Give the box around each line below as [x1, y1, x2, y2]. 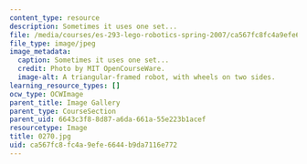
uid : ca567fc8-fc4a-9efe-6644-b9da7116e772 [9, 140, 178, 149]
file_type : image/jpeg [9, 38, 96, 48]
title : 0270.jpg [9, 132, 71, 141]
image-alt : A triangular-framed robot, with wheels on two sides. [17, 73, 276, 82]
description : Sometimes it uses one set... [9, 22, 178, 31]
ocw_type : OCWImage [9, 89, 84, 98]
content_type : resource [9, 13, 101, 23]
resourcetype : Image [9, 124, 89, 133]
